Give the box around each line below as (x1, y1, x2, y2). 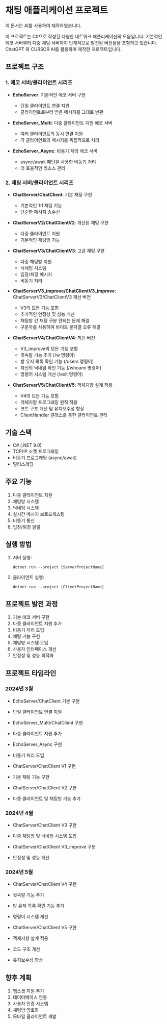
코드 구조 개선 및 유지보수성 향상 (20, 405, 85, 411)
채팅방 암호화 (12, 1007, 39, 1013)
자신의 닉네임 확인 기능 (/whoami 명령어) (20, 364, 102, 370)
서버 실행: (12, 555, 32, 561)
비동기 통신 (12, 517, 35, 523)
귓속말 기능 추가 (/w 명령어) (20, 352, 75, 358)
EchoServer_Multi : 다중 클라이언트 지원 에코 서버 (12, 119, 113, 126)
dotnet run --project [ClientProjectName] (12, 585, 104, 590)
